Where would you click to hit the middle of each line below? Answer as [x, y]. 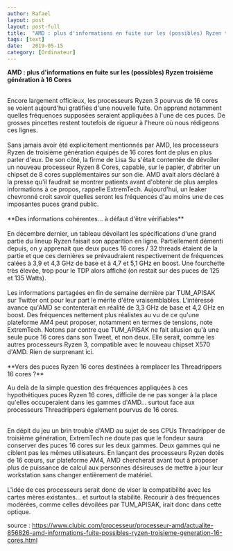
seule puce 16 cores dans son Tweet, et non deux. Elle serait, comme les [111, 337]
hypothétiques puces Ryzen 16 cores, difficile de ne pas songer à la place [112, 394]
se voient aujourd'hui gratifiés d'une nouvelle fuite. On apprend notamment [114, 108]
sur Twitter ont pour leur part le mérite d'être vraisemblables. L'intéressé [110, 300]
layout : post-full [34, 26]
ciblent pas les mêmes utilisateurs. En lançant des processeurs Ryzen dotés [115, 452]
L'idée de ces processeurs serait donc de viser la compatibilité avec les [109, 489]
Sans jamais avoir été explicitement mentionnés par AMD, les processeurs [113, 145]
